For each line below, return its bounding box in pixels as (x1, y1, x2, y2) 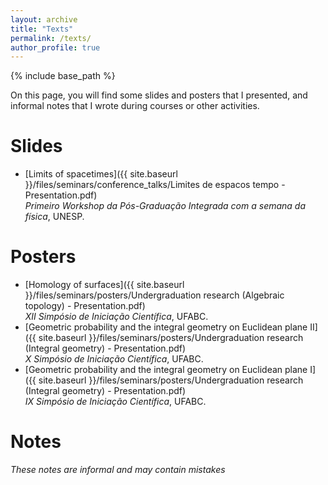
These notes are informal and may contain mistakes (10, 464, 226, 476)
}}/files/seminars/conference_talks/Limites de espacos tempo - (24, 179, 286, 191)
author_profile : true (10, 42, 101, 53)
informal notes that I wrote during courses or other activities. (10, 100, 260, 112)
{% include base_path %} (10, 70, 116, 82)
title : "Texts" (10, 24, 74, 34)
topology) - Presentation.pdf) (24, 300, 146, 312)
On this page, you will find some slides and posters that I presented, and (10, 89, 308, 101)
